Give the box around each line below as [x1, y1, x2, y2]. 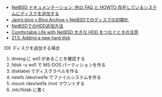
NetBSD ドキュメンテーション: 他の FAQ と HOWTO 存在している [11, 4, 144, 10]
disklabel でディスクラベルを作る [11, 68, 79, 74]
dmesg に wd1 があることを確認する [11, 56, 85, 61]
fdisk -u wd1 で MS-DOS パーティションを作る [11, 62, 106, 68]
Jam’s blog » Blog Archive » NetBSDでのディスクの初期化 [11, 17, 129, 22]
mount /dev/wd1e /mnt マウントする [11, 81, 85, 86]
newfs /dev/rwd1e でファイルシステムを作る [11, 74, 101, 80]
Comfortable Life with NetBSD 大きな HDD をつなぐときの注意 [11, 29, 139, 35]
